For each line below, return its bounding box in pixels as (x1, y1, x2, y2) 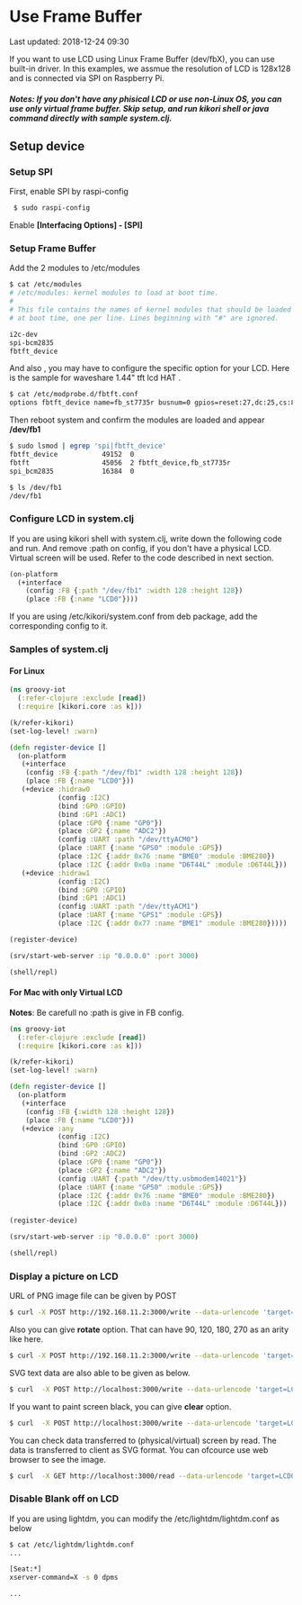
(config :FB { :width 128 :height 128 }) (25, 1107, 175, 1116)
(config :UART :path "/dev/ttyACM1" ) (57, 902, 200, 911)
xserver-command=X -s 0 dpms (9, 1573, 119, 1582)
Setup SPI (9, 165, 53, 177)
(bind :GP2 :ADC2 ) (57, 1149, 127, 1158)
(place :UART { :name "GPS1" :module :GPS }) (57, 911, 223, 920)
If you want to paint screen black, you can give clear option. (9, 1401, 232, 1411)
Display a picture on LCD (9, 1270, 119, 1283)
